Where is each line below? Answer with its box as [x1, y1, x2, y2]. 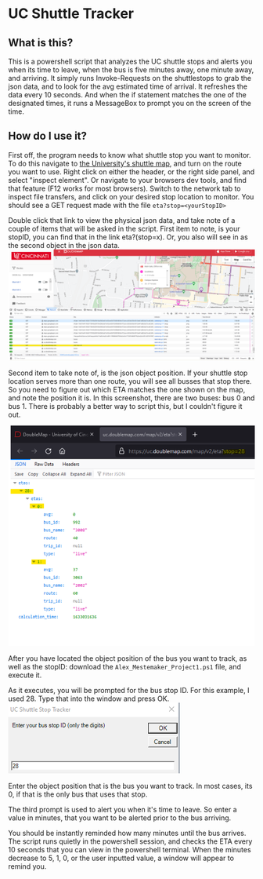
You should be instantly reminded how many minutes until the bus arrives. [8, 828, 247, 837]
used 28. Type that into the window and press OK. [8, 694, 170, 703]
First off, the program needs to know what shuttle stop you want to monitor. [8, 150, 251, 159]
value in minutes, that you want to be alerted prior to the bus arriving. [8, 813, 232, 822]
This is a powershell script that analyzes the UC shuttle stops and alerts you [8, 57, 253, 66]
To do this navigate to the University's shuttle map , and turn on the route [8, 159, 243, 168]
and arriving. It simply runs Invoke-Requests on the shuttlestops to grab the [8, 74, 252, 82]
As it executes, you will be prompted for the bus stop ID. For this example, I [8, 685, 250, 695]
